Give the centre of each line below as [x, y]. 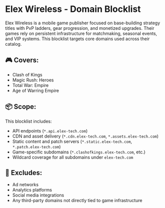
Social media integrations [38, 195]
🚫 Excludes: [24, 173]
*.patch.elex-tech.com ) [36, 146]
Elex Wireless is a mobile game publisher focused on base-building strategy [82, 23]
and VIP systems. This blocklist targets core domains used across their [78, 39]
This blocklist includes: [28, 121]
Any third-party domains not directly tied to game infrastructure [77, 201]
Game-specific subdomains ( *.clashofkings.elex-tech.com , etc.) [79, 152]
